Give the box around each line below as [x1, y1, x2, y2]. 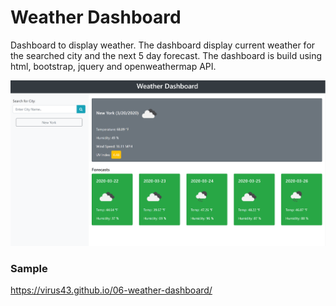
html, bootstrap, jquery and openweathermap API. [10, 60, 217, 72]
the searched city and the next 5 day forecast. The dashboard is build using [10, 49, 323, 61]
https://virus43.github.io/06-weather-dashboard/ [10, 284, 213, 296]
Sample [10, 261, 48, 275]
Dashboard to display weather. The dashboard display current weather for [10, 39, 316, 51]
